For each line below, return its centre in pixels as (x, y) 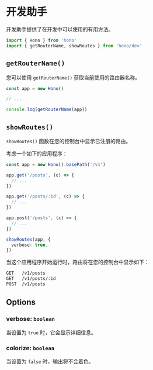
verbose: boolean (31, 319)
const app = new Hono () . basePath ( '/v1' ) (56, 164)
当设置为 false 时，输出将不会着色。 (50, 361)
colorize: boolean (30, 348)
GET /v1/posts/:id (31, 279)
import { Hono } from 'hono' (41, 40)
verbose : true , (30, 245)
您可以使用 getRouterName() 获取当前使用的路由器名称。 (73, 77)
